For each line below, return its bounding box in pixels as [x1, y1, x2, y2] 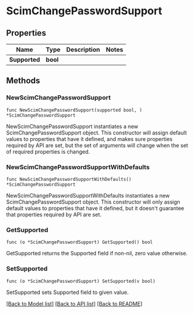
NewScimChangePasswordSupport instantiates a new [6, 123, 139, 130]
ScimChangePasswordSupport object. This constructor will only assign [6, 198, 180, 205]
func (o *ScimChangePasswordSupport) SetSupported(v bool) [6, 278, 156, 284]
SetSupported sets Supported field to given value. [6, 289, 129, 296]
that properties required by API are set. [6, 211, 102, 218]
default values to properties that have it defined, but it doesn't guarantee [6, 204, 184, 212]
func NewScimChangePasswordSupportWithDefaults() [6, 176, 132, 182]
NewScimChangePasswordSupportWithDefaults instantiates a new [6, 192, 170, 199]
